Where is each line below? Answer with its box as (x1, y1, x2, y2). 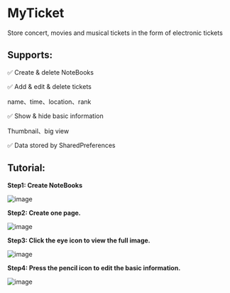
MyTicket (7, 5, 65, 21)
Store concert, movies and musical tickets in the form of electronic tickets (7, 28, 224, 37)
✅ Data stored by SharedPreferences (7, 141, 116, 149)
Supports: (7, 49, 53, 61)
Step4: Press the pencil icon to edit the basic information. (7, 263, 181, 272)
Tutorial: (7, 162, 46, 174)
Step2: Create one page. (7, 208, 82, 217)
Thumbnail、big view (7, 127, 70, 135)
